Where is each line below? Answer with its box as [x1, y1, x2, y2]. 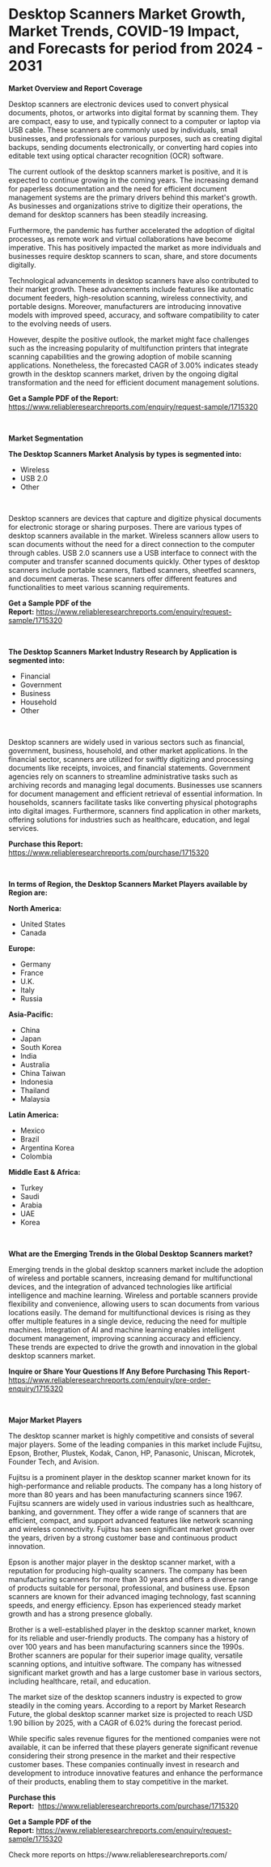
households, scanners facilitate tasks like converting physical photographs [8, 797, 257, 807]
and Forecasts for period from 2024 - [8, 40, 264, 58]
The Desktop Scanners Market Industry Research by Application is [8, 647, 237, 656]
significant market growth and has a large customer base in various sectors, [8, 1667, 262, 1677]
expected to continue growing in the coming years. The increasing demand [8, 175, 259, 185]
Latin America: [8, 1109, 59, 1120]
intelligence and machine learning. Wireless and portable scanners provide [8, 1290, 258, 1300]
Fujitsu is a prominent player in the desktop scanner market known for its [8, 1472, 251, 1482]
